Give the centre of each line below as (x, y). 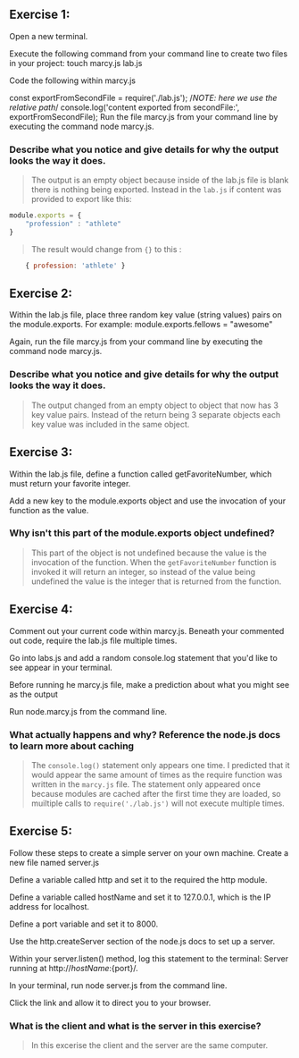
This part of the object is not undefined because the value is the (149, 553)
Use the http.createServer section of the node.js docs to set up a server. (142, 941)
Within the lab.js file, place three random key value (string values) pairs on (146, 315)
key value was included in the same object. (110, 424)
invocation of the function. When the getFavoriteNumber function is (154, 562)
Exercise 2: (41, 293)
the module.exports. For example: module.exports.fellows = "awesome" (141, 325)
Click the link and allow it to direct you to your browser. (110, 1003)
